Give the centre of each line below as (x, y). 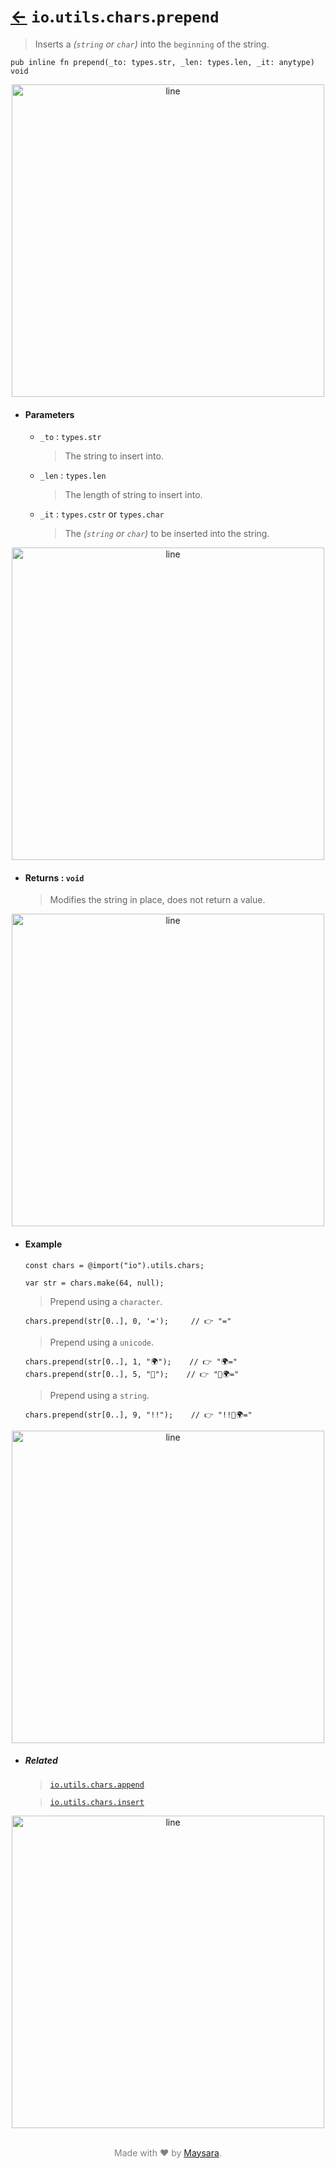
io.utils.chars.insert (97, 1802)
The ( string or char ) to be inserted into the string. (167, 534)
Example (43, 1244)
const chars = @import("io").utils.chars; (114, 1265)
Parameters (49, 414)
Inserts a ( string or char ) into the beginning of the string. (152, 44)
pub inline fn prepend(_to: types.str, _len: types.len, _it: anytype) (162, 62)
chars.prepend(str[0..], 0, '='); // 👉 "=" (128, 1321)
